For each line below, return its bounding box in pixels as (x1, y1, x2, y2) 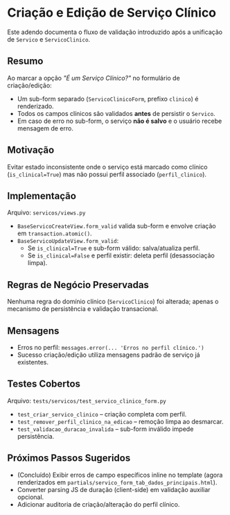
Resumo (7, 56, 44, 67)
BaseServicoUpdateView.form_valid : (17, 237, 119, 245)
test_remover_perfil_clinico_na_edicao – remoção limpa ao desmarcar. (17, 417, 224, 425)
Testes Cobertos (7, 378, 81, 390)
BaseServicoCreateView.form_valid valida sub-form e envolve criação (17, 222, 216, 230)
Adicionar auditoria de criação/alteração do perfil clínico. (17, 500, 180, 508)
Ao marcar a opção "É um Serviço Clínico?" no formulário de (7, 74, 180, 82)
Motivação (7, 144, 55, 156)
